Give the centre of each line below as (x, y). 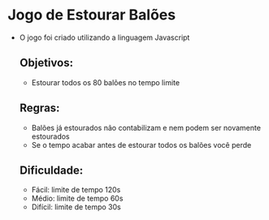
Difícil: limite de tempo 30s (76, 207)
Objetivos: (46, 63)
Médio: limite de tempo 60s (77, 198)
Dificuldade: (51, 170)
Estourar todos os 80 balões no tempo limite (106, 82)
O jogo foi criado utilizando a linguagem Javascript (104, 37)
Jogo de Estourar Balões (92, 15)
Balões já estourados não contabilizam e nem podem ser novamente (146, 127)
